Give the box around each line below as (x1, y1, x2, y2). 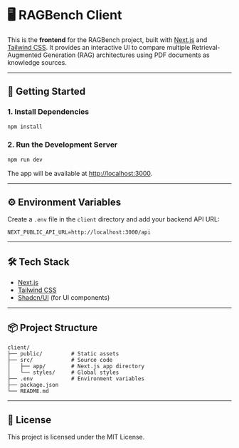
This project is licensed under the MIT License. (7, 432, 145, 441)
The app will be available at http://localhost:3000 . (7, 169, 153, 177)
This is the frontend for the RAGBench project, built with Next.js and (7, 35, 208, 44)
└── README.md (7, 387, 50, 395)
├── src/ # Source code (7, 357, 113, 364)
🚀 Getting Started (7, 85, 86, 98)
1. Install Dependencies (7, 107, 90, 117)
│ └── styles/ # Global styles (7, 369, 119, 376)
